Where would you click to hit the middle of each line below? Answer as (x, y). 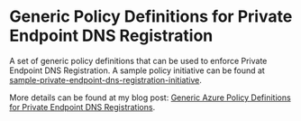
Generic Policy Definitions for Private (151, 17)
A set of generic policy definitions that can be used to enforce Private (138, 60)
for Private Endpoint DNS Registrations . (82, 107)
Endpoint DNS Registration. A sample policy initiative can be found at (137, 70)
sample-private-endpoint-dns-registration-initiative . (106, 79)
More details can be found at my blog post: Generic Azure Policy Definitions (150, 98)
